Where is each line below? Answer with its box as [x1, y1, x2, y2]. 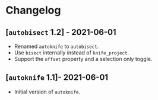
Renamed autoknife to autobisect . [14, 43, 99, 50]
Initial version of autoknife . [14, 88, 81, 95]
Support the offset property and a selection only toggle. [14, 56, 153, 62]
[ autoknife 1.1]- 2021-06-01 [5, 72, 108, 83]
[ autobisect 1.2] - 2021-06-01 [5, 27, 116, 37]
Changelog [5, 4, 61, 17]
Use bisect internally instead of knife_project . [14, 49, 129, 56]
